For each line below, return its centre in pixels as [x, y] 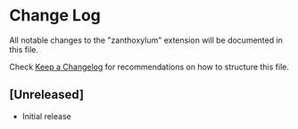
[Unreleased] [47, 95]
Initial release [46, 116]
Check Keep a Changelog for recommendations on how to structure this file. [149, 67]
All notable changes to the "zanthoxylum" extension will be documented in [146, 40]
